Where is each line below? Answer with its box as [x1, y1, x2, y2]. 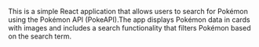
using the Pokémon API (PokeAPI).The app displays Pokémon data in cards [8, 15, 250, 24]
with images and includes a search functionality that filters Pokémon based [8, 23, 251, 32]
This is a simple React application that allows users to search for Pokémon [8, 7, 249, 16]
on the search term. [8, 31, 72, 41]
